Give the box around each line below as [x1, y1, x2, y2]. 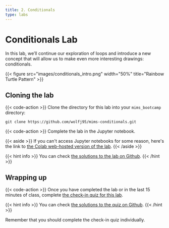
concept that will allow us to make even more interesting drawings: [5, 56, 144, 62]
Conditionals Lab [5, 34, 78, 45]
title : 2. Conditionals [5, 7, 55, 13]
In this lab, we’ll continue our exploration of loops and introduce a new [5, 50, 151, 56]
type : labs [5, 12, 28, 17]
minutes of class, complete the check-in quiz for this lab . [5, 192, 124, 198]
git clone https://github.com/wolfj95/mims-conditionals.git [5, 120, 137, 125]
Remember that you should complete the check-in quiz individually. [5, 217, 145, 223]
